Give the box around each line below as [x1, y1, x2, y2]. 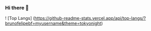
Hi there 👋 [5, 4, 29, 11]
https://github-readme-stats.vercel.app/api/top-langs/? [34, 15, 146, 21]
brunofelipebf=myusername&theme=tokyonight [5, 20, 101, 26]
